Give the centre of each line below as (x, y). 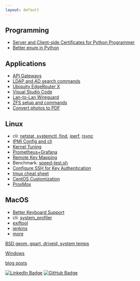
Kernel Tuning (27, 147)
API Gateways (27, 76)
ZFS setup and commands (40, 103)
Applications (26, 64)
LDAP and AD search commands (46, 81)
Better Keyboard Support (38, 212)
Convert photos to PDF (36, 108)
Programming (27, 31)
